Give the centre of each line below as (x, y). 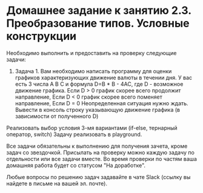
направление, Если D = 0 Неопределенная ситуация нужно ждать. (102, 103)
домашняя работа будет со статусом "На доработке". (76, 165)
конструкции (42, 36)
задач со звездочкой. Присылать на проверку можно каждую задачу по (101, 152)
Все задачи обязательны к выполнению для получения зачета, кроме (97, 146)
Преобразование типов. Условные (98, 23)
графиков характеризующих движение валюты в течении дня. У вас (104, 77)
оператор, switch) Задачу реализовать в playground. (74, 134)
